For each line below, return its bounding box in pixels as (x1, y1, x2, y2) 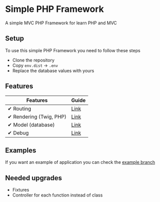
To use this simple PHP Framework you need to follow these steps (5, 47, 141, 53)
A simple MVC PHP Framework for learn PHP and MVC (5, 20, 117, 26)
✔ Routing (7, 105, 31, 112)
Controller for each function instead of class (12, 192, 103, 198)
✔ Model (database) (7, 121, 55, 128)
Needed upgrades (5, 174, 62, 182)
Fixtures (12, 187, 29, 193)
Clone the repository (12, 57, 55, 63)
